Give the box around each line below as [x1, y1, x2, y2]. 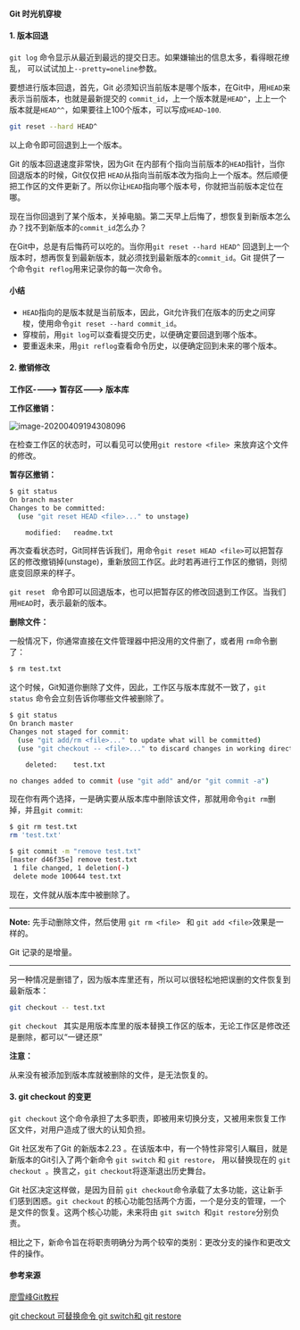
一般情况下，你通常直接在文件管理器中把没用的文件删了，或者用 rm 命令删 [9, 636, 279, 646]
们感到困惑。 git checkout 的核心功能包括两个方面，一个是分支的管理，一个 [9, 1195, 287, 1206]
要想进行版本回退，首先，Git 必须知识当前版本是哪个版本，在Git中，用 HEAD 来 [9, 81, 291, 93]
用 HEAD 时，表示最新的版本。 [9, 598, 112, 609]
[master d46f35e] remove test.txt [9, 855, 138, 865]
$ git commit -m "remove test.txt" [9, 847, 142, 856]
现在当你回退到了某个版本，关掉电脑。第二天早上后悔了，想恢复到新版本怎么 [9, 211, 291, 221]
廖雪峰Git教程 [9, 1291, 60, 1302]
